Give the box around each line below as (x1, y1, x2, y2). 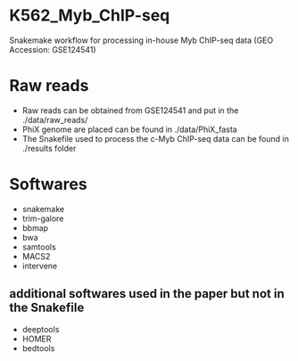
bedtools (21, 342, 55, 353)
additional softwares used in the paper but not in (9, 286, 285, 301)
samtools (21, 242, 56, 252)
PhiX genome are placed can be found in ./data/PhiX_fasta (21, 124, 238, 135)
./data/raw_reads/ (21, 114, 88, 125)
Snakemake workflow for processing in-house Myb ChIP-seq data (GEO (9, 35, 274, 45)
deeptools (21, 324, 60, 334)
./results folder (21, 143, 77, 153)
